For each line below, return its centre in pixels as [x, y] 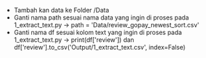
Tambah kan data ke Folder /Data [61, 10]
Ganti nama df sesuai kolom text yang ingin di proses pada [98, 32]
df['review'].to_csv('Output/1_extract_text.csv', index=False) [100, 47]
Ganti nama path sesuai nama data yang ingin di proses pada [101, 17]
